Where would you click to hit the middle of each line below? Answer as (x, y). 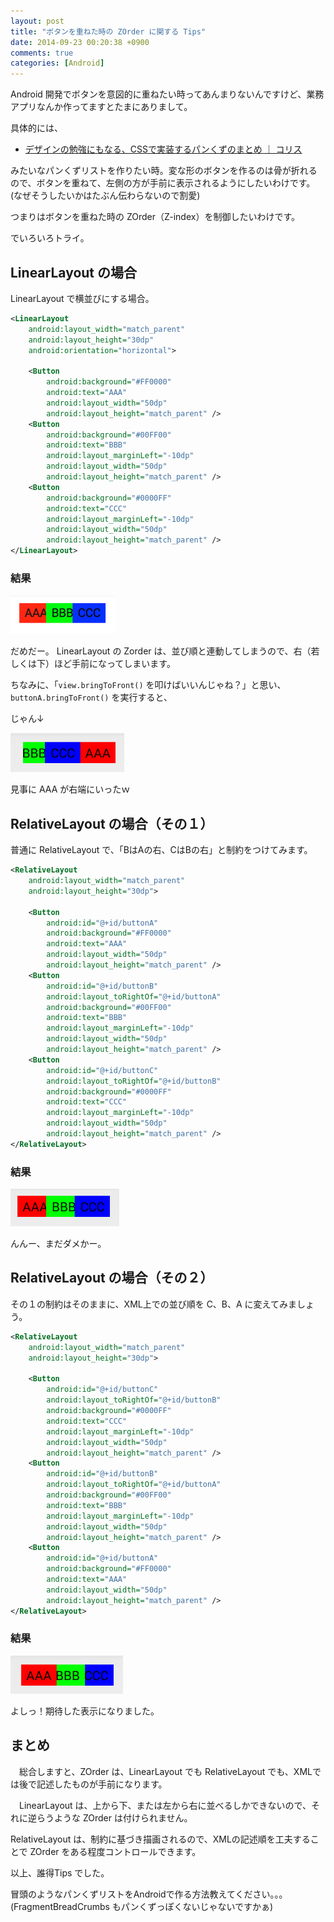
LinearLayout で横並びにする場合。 (82, 298)
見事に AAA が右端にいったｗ (70, 789)
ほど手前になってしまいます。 (114, 664)
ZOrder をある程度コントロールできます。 (115, 1851)
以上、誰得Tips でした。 (60, 1872)
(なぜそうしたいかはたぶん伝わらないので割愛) (105, 196)
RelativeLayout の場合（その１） (112, 823)
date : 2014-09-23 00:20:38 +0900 (80, 42)
